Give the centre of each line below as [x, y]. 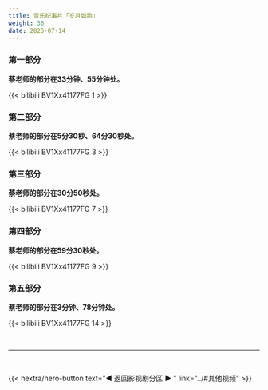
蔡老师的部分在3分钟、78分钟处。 [64, 307]
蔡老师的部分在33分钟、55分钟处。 [66, 79]
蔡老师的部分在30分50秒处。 [56, 193]
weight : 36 [26, 23]
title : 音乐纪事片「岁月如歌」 [53, 16]
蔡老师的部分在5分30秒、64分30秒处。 [73, 136]
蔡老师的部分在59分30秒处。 [56, 250]
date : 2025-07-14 [37, 30]
